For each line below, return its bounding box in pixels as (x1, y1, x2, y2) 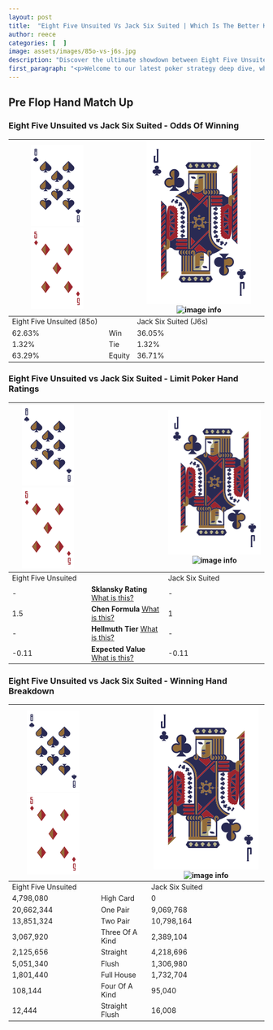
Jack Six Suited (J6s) (136, 317, 209, 327)
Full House (100, 970, 136, 980)
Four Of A (100, 981, 133, 991)
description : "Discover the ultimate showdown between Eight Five (8, 56, 238, 64)
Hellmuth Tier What (90, 624, 158, 634)
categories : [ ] (8, 39, 67, 47)
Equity (108, 350, 130, 361)
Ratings (8, 383, 40, 394)
